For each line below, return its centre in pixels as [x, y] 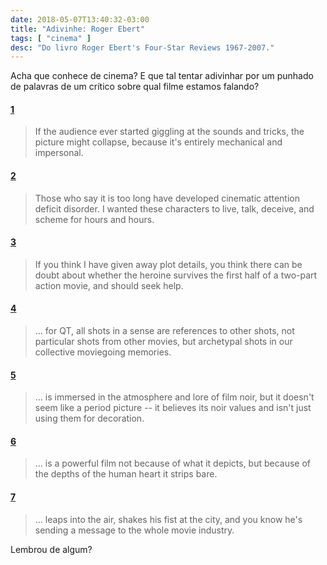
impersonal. [59, 153]
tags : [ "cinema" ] [51, 38]
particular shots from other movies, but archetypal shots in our [163, 342]
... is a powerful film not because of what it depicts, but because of [173, 463]
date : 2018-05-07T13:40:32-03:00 [80, 19]
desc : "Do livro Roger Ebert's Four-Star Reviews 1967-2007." [142, 47]
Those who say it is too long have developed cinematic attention [167, 198]
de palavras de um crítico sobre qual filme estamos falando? [135, 87]
